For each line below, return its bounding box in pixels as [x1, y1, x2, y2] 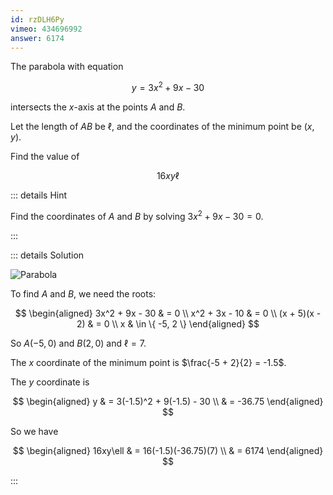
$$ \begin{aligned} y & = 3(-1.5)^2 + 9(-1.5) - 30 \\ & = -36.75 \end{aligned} [12, 395, 324, 407]
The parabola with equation [10, 61, 124, 73]
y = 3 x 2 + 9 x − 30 [131, 80, 205, 94]
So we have [10, 425, 59, 437]
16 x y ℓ [156, 170, 180, 182]
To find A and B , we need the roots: [10, 287, 157, 300]
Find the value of [10, 151, 80, 163]
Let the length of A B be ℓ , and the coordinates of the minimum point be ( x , [10, 121, 315, 133]
